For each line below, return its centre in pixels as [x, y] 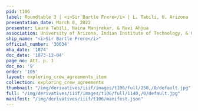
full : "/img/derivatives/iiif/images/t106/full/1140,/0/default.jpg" [93, 93]
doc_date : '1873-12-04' [35, 55]
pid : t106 [18, 11]
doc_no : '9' [21, 66]
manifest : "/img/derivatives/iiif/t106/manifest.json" [75, 99]
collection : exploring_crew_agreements [55, 83]
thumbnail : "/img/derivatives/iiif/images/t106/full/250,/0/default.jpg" [99, 88]
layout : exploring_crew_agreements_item [57, 77]
